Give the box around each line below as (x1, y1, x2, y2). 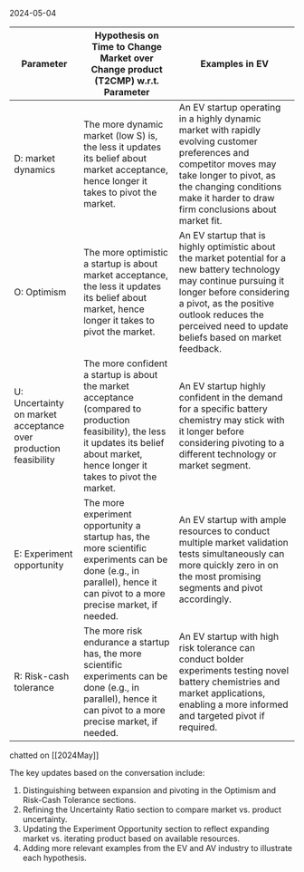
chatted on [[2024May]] (9, 750, 100, 761)
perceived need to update (178, 320, 289, 332)
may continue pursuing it (178, 275, 285, 286)
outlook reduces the (178, 308, 264, 321)
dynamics (14, 163, 56, 176)
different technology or (178, 448, 277, 460)
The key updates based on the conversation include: (9, 768, 205, 778)
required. (178, 721, 218, 733)
